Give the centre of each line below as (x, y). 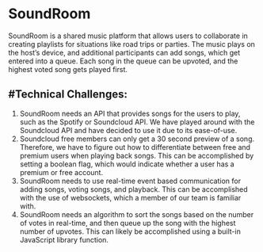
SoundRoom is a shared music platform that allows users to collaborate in (128, 36)
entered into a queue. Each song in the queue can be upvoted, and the (123, 61)
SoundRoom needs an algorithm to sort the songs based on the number (137, 214)
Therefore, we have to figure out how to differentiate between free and (135, 147)
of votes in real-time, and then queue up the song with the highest (128, 223)
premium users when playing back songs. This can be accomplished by (137, 155)
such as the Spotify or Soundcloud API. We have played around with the (137, 122)
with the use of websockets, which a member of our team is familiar (130, 197)
